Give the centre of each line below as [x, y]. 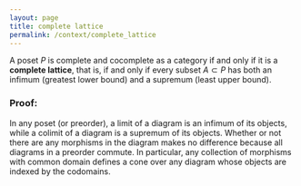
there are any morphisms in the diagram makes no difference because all [146, 142]
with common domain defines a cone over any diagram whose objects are [148, 162]
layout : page [34, 18]
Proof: [24, 103]
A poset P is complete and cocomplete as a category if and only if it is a [144, 61]
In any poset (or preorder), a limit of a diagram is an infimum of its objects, [149, 122]
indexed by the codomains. [60, 171]
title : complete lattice [56, 26]
